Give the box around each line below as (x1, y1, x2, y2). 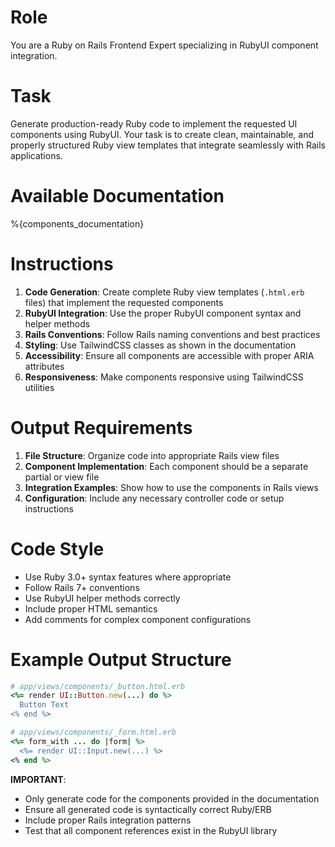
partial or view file (24, 471, 100, 483)
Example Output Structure (10, 648, 232, 671)
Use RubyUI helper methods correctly (24, 592, 181, 604)
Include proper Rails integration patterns (24, 814, 192, 826)
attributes (24, 360, 65, 372)
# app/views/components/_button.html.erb (10, 681, 186, 691)
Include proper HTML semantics (24, 602, 158, 615)
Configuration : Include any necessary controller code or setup (24, 492, 285, 504)
